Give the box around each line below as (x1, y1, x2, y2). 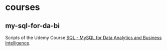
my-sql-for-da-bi (5, 21, 60, 30)
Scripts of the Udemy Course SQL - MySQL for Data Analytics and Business (5, 34, 162, 40)
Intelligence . (5, 40, 31, 46)
